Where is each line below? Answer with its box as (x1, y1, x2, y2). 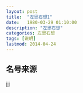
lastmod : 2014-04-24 (6, 42, 57, 47)
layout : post (6, 8, 38, 15)
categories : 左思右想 (6, 30, 56, 36)
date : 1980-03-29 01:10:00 (6, 19, 77, 25)
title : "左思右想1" (6, 14, 53, 20)
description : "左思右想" (6, 25, 63, 31)
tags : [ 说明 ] (6, 36, 36, 42)
